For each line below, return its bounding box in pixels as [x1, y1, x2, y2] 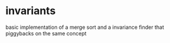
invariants [5, 4, 56, 18]
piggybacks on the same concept [5, 29, 86, 37]
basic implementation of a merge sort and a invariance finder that [5, 24, 164, 31]
